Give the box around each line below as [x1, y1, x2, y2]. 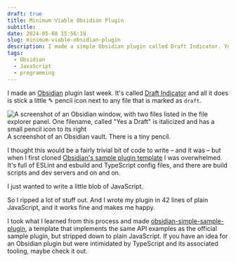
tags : [7, 50, 23, 57]
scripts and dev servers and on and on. [7, 168, 121, 177]
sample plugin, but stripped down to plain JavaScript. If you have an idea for [7, 232, 228, 240]
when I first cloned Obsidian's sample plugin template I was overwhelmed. [7, 153, 223, 162]
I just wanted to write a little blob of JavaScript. [7, 182, 144, 190]
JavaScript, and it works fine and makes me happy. [7, 203, 156, 211]
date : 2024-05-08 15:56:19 [7, 30, 86, 37]
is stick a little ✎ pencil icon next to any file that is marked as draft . [7, 96, 202, 104]
